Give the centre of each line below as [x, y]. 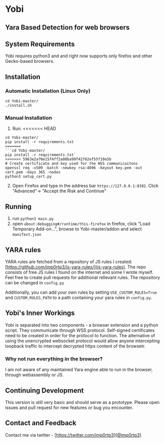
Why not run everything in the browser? [54, 358]
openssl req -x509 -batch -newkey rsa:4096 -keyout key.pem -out [74, 168]
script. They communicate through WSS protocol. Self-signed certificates [80, 330]
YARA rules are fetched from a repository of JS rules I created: [69, 262]
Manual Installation [29, 118]
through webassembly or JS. [34, 375]
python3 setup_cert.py [28, 177]
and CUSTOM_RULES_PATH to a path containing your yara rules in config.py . [79, 297]
